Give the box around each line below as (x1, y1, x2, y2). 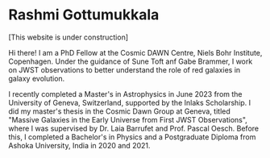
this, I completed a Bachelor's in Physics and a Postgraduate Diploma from (8, 131, 256, 142)
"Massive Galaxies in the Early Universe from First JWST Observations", (8, 114, 247, 124)
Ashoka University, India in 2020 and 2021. (8, 140, 151, 150)
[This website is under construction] (8, 32, 129, 42)
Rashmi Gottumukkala (8, 6, 160, 24)
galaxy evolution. (8, 73, 65, 83)
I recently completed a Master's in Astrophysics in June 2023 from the (8, 89, 243, 98)
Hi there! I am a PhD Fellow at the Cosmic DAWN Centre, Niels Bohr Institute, (8, 48, 263, 57)
